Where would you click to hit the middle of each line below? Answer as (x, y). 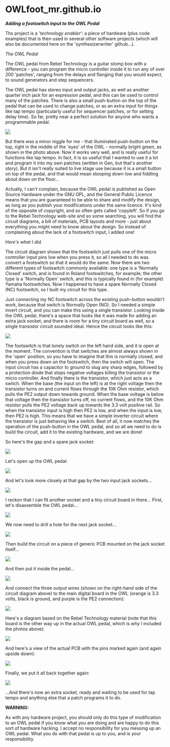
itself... (12, 549)
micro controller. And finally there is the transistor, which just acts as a (79, 378)
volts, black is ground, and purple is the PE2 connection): (65, 599)
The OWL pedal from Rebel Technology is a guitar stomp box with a (76, 63)
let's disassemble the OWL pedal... (42, 505)
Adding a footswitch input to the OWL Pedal (53, 23)
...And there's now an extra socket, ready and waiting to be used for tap (80, 692)
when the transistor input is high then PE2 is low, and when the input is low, (84, 410)
